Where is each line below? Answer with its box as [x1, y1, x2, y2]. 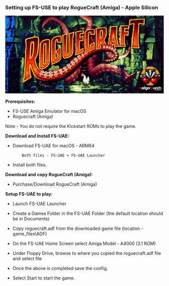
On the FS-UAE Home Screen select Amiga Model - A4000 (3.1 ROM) [12, 240, 156, 246]
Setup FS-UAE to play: [5, 191, 53, 197]
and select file [12, 255, 42, 261]
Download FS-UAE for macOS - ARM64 [12, 142, 95, 149]
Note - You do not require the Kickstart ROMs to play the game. [5, 123, 137, 129]
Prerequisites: [5, 98, 36, 104]
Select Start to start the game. [12, 275, 75, 281]
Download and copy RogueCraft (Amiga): [5, 171, 93, 177]
